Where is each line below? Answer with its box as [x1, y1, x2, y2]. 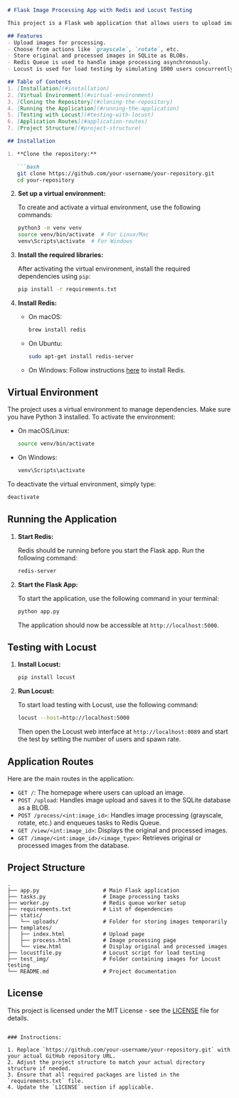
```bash [16, 163, 40, 170]
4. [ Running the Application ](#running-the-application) [7, 105, 180, 112]
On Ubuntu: [28, 339, 63, 347]
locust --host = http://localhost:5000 [17, 714, 130, 722]
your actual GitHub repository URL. [7, 1052, 116, 1060]
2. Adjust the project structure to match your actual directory [7, 1058, 205, 1066]
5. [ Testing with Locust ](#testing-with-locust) [7, 111, 154, 119]
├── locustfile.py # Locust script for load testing [7, 949, 205, 956]
